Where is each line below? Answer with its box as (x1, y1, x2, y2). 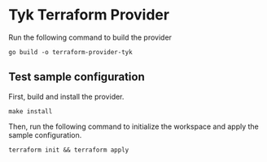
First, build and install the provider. (8, 92, 125, 101)
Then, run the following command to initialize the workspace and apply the (8, 122, 259, 131)
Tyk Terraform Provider (8, 6, 169, 24)
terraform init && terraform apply (8, 146, 129, 154)
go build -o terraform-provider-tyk (8, 48, 133, 56)
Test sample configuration (8, 70, 145, 84)
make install (8, 107, 53, 115)
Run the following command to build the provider (8, 32, 173, 42)
